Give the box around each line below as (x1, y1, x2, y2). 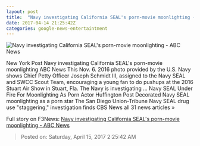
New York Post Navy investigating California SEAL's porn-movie (6, 60, 162, 67)
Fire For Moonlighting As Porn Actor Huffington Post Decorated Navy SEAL (6, 91, 190, 98)
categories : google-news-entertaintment (6, 25, 108, 32)
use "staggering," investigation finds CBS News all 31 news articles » (6, 104, 175, 111)
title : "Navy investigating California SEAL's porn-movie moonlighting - (6, 14, 196, 20)
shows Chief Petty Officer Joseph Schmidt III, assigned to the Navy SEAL (6, 72, 186, 79)
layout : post (6, 8, 39, 15)
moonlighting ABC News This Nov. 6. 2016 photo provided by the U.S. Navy (6, 66, 191, 73)
